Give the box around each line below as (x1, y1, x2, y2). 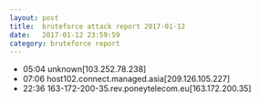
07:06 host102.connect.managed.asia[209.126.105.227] (22, 74, 231, 85)
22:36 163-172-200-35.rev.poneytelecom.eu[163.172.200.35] (22, 83, 252, 94)
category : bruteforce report (9, 38, 120, 48)
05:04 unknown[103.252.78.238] (22, 64, 147, 75)
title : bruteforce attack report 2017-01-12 (9, 22, 185, 31)
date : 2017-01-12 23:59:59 (9, 30, 120, 39)
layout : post (9, 13, 59, 23)
